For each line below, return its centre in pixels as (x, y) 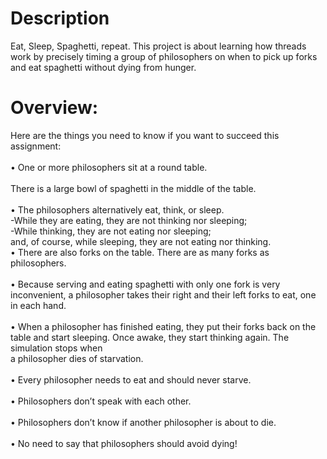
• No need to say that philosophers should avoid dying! (124, 443)
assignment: (36, 146)
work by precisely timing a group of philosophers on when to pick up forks (164, 56)
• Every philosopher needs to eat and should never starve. (131, 379)
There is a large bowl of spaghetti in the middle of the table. (133, 188)
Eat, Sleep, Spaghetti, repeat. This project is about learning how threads (158, 46)
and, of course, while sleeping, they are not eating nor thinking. (141, 241)
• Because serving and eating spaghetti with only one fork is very (145, 284)
